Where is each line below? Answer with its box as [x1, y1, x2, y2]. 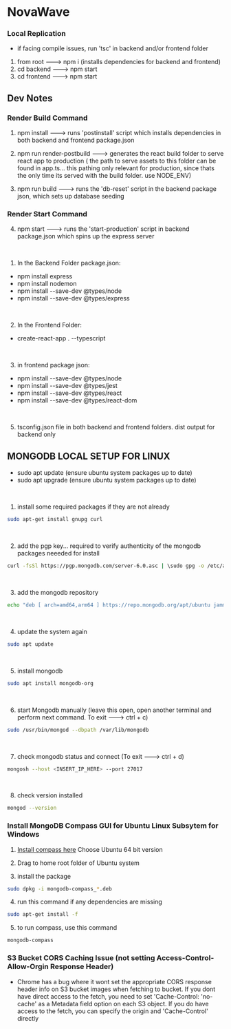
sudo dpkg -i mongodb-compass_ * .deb [7, 885, 112, 893]
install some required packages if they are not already [16, 502, 170, 511]
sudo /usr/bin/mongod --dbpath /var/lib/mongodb [7, 726, 149, 733]
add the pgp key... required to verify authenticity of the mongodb [16, 542, 201, 550]
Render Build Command [7, 113, 88, 123]
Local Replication [7, 29, 67, 39]
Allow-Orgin [7, 962, 49, 972]
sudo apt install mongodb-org [7, 680, 94, 686]
